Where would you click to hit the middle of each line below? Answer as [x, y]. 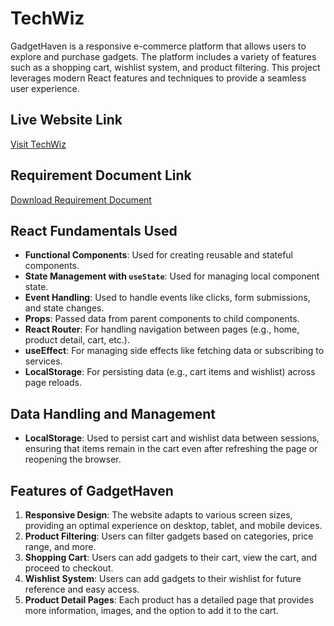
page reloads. [53, 383]
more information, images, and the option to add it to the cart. [151, 610]
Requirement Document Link [101, 175]
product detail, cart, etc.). [77, 340]
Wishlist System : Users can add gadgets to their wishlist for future [163, 578]
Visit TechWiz [38, 144]
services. [43, 361]
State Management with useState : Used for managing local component [172, 276]
